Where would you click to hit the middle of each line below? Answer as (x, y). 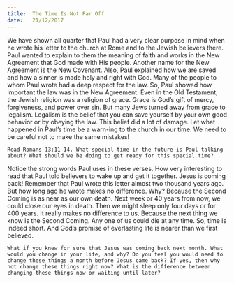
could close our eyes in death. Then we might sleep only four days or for (112, 205)
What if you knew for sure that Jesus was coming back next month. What (115, 248)
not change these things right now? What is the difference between (109, 266)
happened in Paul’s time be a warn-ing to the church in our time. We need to (117, 129)
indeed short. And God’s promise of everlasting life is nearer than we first (112, 228)
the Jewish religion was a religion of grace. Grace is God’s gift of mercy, (111, 99)
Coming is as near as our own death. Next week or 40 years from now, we (114, 198)
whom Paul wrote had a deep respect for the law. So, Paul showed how (110, 85)
